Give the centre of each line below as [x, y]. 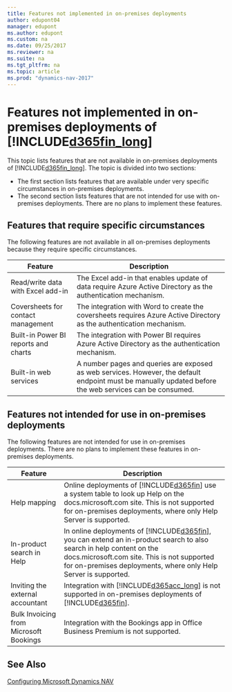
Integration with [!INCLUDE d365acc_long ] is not [142, 585]
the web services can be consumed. [135, 390]
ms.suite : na [26, 59]
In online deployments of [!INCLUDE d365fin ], [138, 531]
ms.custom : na [28, 39]
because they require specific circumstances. [72, 249]
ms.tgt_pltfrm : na [33, 65]
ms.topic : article [33, 71]
